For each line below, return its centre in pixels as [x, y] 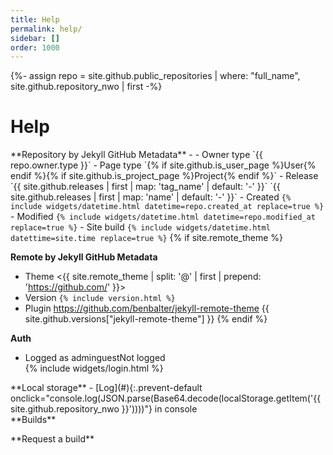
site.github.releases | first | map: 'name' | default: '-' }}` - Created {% [151, 197]
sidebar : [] [35, 38]
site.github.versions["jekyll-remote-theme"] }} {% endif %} [146, 319]
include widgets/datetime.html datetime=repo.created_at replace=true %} [167, 207]
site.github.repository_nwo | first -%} [86, 87]
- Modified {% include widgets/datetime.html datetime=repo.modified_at [163, 217]
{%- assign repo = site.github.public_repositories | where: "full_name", [155, 76]
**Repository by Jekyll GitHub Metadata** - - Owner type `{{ [136, 155]
